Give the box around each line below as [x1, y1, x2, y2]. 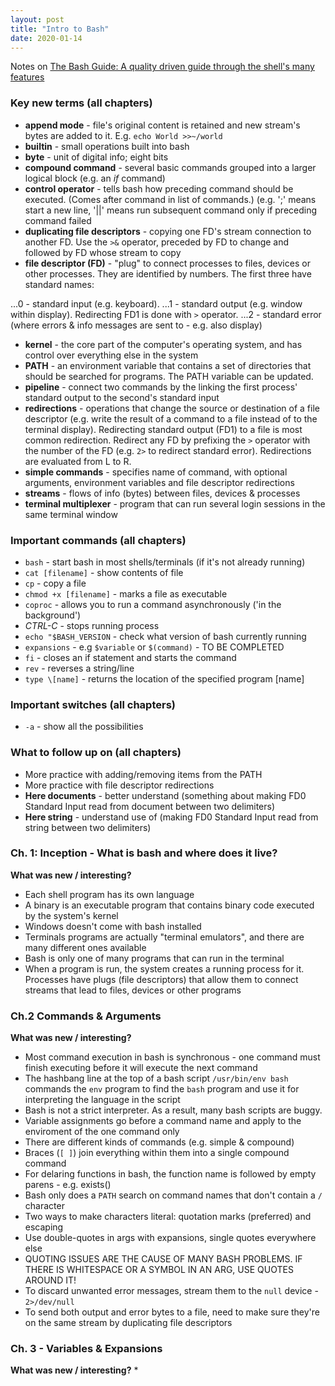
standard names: [24, 278, 95, 290]
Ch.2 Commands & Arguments [10, 1009, 162, 1023]
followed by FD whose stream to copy [24, 246, 182, 258]
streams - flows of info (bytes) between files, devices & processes [24, 487, 301, 499]
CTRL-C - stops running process [24, 619, 160, 631]
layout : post [10, 14, 65, 25]
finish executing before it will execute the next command [24, 1062, 258, 1074]
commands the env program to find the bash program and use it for [24, 1083, 300, 1095]
